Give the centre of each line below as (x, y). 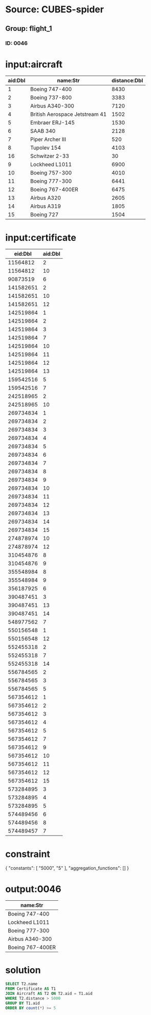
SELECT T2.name (21, 984)
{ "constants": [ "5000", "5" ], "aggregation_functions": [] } (67, 868)
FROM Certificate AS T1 (31, 989)
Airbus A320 (46, 198)
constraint (28, 854)
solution (23, 970)
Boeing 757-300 (51, 173)
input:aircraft (34, 64)
